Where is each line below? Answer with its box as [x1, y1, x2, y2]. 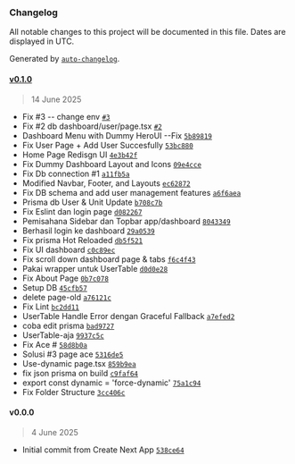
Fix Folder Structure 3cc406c [21, 386, 126, 397]
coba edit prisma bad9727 [21, 320, 115, 331]
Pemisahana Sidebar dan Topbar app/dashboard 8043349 [21, 215, 231, 226]
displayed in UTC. [9, 36, 75, 46]
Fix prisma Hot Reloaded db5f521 [21, 234, 143, 245]
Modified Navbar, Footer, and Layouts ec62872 [21, 177, 191, 189]
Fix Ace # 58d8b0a [21, 339, 87, 350]
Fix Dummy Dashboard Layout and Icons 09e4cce [21, 158, 202, 169]
